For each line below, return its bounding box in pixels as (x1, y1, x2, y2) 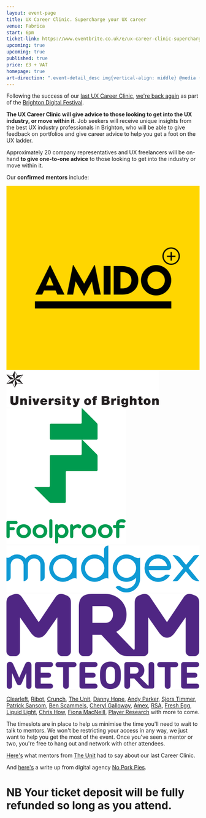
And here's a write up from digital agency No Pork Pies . (6, 764, 147, 771)
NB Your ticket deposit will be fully (6, 785, 185, 799)
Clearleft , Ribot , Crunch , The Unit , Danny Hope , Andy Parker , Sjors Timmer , (6, 695, 197, 703)
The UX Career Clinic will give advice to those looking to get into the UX (6, 111, 193, 118)
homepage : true (6, 68, 45, 74)
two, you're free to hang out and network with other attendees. (6, 740, 166, 747)
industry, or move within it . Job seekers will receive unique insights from (6, 117, 192, 125)
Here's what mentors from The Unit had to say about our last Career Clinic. (6, 752, 196, 759)
